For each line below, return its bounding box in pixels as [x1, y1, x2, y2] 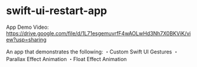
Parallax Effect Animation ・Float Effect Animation [6, 55, 127, 62]
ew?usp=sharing [6, 36, 47, 43]
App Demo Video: [6, 24, 49, 31]
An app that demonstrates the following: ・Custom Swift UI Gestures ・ [6, 48, 179, 55]
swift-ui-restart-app [6, 4, 108, 18]
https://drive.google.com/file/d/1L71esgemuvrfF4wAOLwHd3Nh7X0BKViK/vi [6, 29, 191, 36]
